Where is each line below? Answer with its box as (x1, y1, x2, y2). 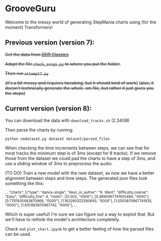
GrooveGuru (5, 3, 56, 14)
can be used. (5, 231, 32, 237)
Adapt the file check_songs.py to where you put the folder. (5, 61, 121, 66)
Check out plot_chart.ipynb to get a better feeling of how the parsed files (5, 226, 154, 232)
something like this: (5, 180, 44, 186)
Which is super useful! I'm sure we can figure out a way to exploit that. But (5, 211, 155, 217)
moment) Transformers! (5, 24, 53, 30)
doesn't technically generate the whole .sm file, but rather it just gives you (5, 85, 154, 91)
